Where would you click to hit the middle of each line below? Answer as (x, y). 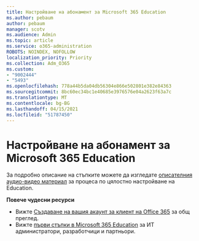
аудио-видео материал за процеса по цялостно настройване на (91, 182)
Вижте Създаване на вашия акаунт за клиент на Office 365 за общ (103, 212)
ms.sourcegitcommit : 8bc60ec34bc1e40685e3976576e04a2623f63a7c (89, 92)
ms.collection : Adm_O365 (38, 63)
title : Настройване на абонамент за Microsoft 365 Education (86, 12)
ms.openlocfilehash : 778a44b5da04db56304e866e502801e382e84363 (89, 86)
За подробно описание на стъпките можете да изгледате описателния (99, 175)
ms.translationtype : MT (37, 98)
